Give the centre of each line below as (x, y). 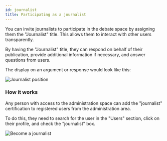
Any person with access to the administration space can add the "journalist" (84, 103)
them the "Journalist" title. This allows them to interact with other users (78, 34)
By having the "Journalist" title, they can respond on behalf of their (74, 49)
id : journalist (21, 10)
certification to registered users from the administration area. (68, 108)
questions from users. (28, 60)
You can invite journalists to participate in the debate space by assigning (80, 29)
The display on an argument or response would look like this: (68, 69)
